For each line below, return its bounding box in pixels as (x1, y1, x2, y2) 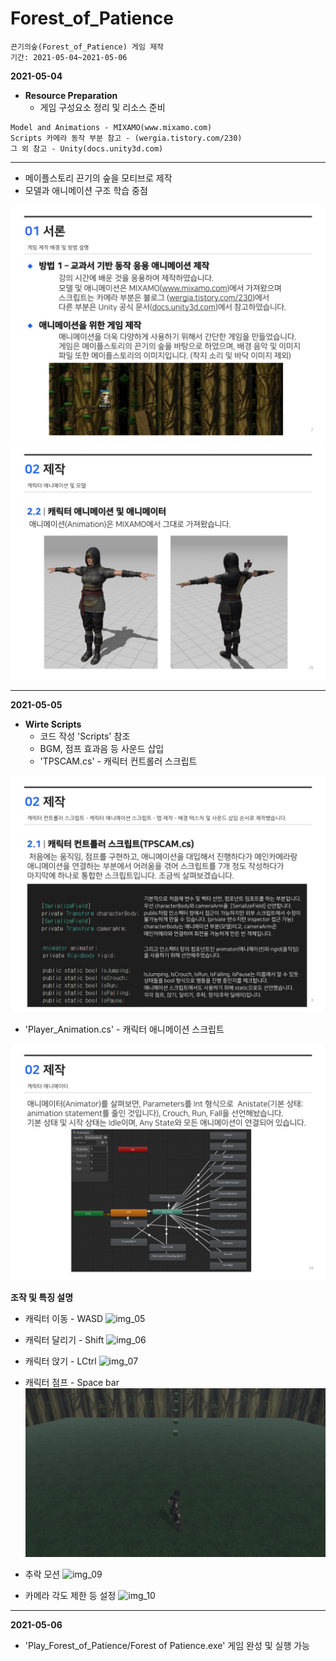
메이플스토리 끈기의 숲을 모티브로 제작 (24, 172, 173, 184)
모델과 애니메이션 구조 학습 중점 (24, 184, 148, 196)
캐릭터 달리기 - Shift (24, 1333, 105, 1346)
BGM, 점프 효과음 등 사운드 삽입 (39, 742, 165, 754)
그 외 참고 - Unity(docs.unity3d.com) (10, 143, 164, 154)
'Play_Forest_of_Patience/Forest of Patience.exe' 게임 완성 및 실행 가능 (24, 1640, 310, 1652)
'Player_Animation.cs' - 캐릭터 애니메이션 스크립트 (24, 1023, 225, 1035)
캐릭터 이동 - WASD (24, 1312, 104, 1324)
